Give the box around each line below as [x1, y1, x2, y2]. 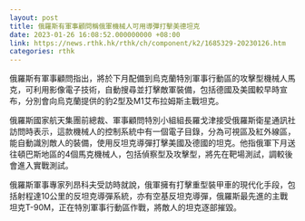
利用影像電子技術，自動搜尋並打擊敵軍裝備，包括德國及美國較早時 [33, 84, 280, 95]
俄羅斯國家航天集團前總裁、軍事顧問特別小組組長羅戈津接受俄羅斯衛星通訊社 [9, 115, 296, 126]
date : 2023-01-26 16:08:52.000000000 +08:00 [9, 30, 181, 39]
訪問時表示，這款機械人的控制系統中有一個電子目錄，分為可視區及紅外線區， [9, 126, 296, 137]
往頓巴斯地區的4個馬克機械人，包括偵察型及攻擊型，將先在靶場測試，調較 [9, 149, 286, 159]
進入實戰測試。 [16, 160, 74, 171]
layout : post [9, 13, 59, 23]
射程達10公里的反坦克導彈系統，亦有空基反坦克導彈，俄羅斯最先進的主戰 [16, 191, 289, 202]
